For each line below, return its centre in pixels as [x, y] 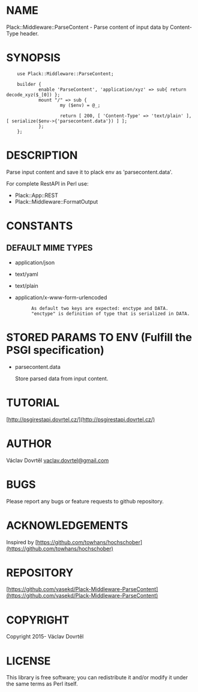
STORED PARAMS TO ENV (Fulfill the [99, 338]
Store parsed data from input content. [61, 378]
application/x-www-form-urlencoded [61, 297]
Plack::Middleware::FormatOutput [56, 201]
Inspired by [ [22, 542]
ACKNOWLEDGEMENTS [67, 525]
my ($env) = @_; [80, 105]
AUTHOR [29, 444]
